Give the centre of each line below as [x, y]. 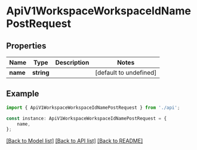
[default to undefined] [126, 73]
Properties [26, 46]
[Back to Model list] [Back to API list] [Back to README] [75, 141]
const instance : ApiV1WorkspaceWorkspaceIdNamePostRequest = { [87, 118]
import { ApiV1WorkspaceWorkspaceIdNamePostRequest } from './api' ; [93, 108]
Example [23, 94]
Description [72, 62]
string [41, 73]
